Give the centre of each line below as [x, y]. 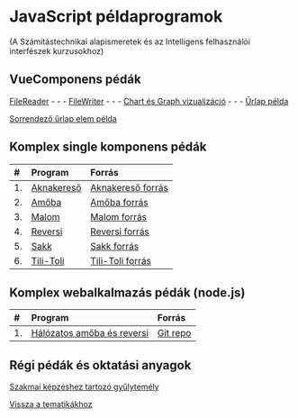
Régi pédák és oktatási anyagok [100, 365]
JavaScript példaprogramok [116, 17]
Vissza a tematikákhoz [51, 404]
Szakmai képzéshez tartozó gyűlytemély [84, 387]
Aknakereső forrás [129, 187]
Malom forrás [118, 216]
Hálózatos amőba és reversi [90, 333]
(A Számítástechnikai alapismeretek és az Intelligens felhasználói [130, 41]
